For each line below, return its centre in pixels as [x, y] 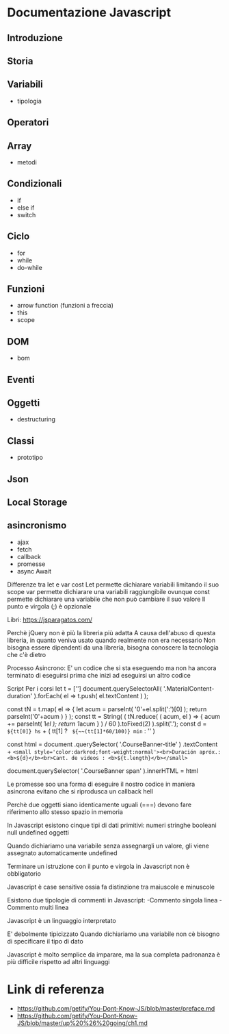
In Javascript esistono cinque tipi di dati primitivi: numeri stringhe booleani [112, 825]
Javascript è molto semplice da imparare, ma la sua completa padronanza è [114, 955]
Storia [20, 61]
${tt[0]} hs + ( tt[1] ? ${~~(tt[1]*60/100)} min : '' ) [81, 730]
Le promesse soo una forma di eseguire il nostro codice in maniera [101, 784]
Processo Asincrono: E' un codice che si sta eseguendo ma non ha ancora [112, 668]
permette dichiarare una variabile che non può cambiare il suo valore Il [106, 599]
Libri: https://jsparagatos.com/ [50, 619]
